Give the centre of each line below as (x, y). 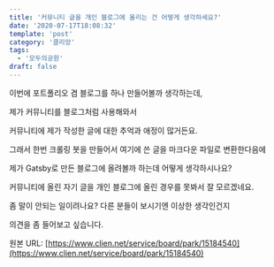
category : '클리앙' (42, 42)
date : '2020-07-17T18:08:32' (63, 26)
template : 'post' (41, 34)
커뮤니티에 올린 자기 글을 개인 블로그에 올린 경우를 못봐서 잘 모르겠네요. (132, 187)
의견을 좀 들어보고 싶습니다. (57, 224)
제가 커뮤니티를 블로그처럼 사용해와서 (73, 111)
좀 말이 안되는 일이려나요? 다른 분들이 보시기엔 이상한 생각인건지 (120, 205)
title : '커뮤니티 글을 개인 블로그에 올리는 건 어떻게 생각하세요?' (116, 17)
